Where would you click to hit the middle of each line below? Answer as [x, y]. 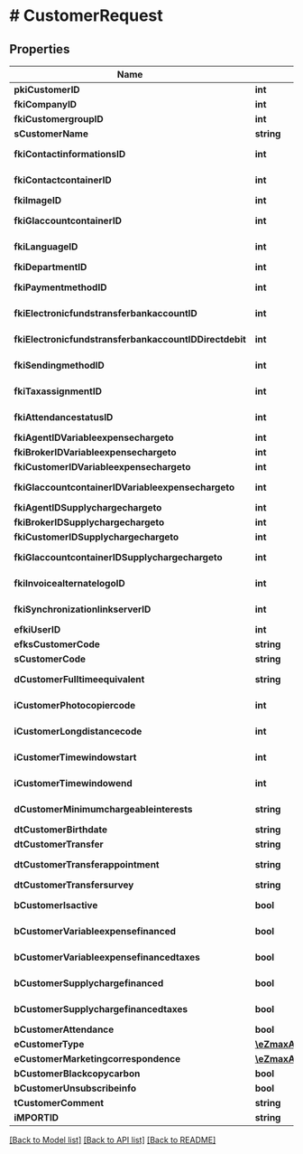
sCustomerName [51, 134]
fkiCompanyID [46, 104]
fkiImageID [38, 200]
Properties [40, 49]
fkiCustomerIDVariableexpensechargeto [102, 467]
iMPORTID [37, 1117]
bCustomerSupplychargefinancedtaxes [101, 1009]
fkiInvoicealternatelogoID [70, 583]
